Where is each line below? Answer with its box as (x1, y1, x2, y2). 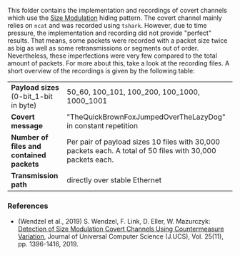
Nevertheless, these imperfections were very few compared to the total (7, 51, 218, 60)
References (7, 201, 49, 211)
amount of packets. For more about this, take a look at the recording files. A (7, 59, 230, 67)
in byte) (11, 100, 37, 110)
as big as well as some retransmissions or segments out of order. (7, 44, 199, 52)
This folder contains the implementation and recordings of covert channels (7, 6, 227, 14)
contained (11, 150, 46, 160)
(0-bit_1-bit (11, 92, 53, 101)
